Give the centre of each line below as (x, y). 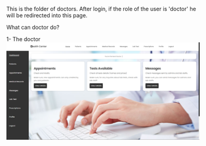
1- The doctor (24, 39)
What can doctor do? (33, 27)
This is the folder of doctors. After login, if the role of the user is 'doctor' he (101, 9)
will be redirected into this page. (47, 15)
